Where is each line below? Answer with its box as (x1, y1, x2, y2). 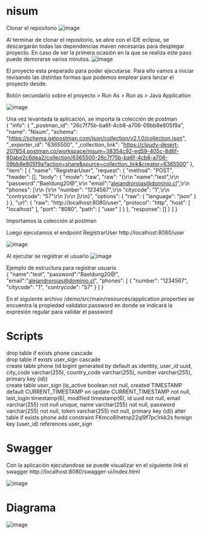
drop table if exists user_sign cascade (6, 356, 101, 363)
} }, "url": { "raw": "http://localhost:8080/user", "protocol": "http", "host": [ (6, 199, 191, 206)
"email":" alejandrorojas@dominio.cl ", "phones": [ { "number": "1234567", (6, 277, 189, 284)
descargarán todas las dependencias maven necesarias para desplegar (6, 42, 184, 50)
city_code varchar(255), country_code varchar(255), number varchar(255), (6, 369, 192, 376)
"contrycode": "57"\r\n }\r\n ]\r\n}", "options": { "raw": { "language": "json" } (6, 192, 197, 199)
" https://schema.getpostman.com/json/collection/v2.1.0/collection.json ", (6, 135, 186, 142)
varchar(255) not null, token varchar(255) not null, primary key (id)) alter (6, 407, 186, 415)
